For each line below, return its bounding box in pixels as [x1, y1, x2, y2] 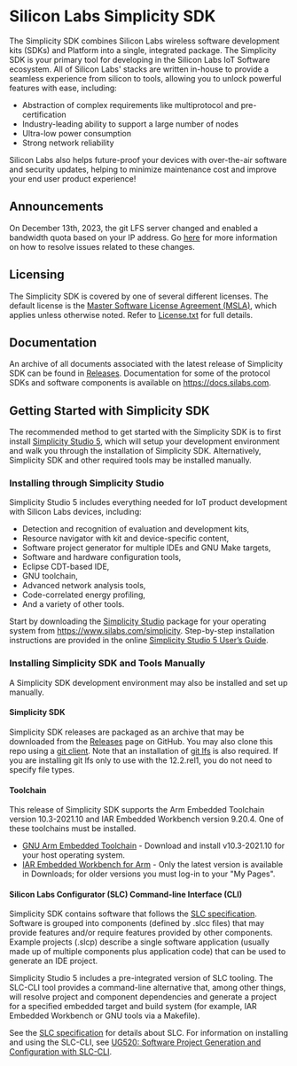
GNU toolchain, [21, 571, 78, 581]
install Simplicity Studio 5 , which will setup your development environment [9, 436, 280, 447]
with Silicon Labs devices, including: [9, 507, 142, 517]
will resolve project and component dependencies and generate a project [9, 992, 277, 1002]
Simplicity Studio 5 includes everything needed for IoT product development [9, 497, 288, 508]
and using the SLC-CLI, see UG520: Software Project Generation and [9, 1037, 262, 1047]
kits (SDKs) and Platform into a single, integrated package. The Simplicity [9, 44, 277, 55]
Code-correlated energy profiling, [21, 589, 146, 600]
